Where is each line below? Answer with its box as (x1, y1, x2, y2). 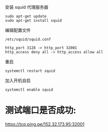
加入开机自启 (5, 78, 31, 83)
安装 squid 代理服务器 (5, 4, 49, 10)
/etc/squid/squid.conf (5, 37, 51, 42)
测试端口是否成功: (5, 105, 76, 116)
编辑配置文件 (5, 27, 31, 33)
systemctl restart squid (5, 68, 55, 73)
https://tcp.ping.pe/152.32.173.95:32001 (5, 121, 85, 127)
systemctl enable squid (5, 87, 54, 92)
